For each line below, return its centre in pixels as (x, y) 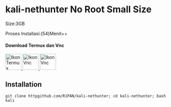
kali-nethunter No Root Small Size (79, 9)
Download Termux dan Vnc (35, 45)
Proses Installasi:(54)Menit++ (36, 33)
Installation (24, 84)
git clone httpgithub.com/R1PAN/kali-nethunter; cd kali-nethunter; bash (86, 96)
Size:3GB (15, 24)
